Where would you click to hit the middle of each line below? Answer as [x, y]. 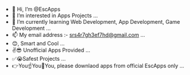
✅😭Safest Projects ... [39, 59]
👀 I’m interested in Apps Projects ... [55, 15]
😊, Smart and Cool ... [38, 43]
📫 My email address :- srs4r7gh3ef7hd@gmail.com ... [78, 35]
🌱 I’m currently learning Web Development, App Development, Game [96, 22]
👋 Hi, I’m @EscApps [36, 9]
